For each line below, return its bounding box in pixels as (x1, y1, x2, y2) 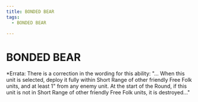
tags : (6, 14, 20, 20)
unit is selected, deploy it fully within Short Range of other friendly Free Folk (6, 76, 192, 84)
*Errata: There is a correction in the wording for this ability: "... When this (6, 70, 186, 77)
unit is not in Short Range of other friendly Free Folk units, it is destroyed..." (6, 89, 190, 96)
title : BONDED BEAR (6, 8, 55, 15)
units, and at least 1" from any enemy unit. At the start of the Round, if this (6, 82, 187, 90)
